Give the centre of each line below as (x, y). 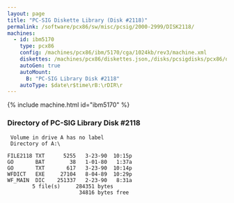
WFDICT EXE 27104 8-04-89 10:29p (70, 174)
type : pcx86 (37, 46)
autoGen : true (40, 66)
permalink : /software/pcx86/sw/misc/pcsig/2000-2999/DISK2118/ (101, 27)
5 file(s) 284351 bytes (73, 186)
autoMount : (36, 72)
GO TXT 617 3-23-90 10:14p (70, 168)
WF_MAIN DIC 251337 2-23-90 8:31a (70, 180)
